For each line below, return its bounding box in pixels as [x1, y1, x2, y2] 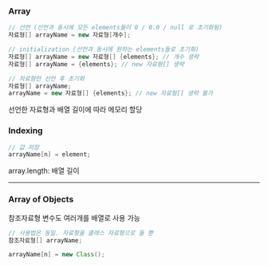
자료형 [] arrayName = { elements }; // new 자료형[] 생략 [8, 60, 185, 68]
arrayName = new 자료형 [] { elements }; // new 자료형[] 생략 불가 [8, 89, 214, 97]
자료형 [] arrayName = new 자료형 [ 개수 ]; [8, 31, 132, 39]
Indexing [8, 125, 43, 136]
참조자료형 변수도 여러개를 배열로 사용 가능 [8, 213, 141, 222]
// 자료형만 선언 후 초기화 [8, 74, 85, 83]
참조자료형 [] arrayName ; [8, 237, 82, 244]
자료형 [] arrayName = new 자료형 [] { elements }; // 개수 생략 [8, 53, 199, 61]
